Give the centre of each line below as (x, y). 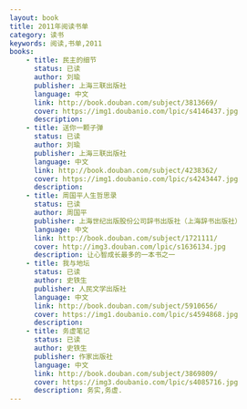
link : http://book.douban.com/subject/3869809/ (126, 373)
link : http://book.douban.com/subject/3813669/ (126, 102)
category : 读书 (37, 35)
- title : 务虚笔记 (58, 332)
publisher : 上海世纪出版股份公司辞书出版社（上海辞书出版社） (138, 221)
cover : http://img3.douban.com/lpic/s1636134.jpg (129, 247)
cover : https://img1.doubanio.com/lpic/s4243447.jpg (136, 179)
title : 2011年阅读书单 (49, 26)
